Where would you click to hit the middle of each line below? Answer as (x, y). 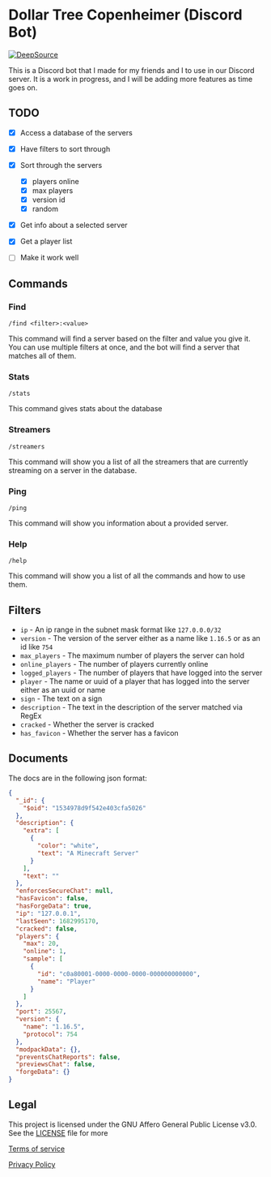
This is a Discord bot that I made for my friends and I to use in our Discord (131, 70)
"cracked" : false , (47, 929)
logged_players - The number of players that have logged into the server (141, 673)
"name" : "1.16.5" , (54, 1027)
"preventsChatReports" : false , (68, 1057)
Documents (38, 759)
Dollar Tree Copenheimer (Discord (125, 15)
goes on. (23, 88)
